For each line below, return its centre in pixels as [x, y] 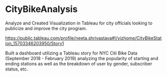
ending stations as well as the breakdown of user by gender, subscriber [79, 63]
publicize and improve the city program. [46, 28]
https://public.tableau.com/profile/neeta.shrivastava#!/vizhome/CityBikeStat [83, 38]
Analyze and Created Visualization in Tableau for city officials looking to [79, 23]
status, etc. [17, 69]
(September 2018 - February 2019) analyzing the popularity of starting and [82, 58]
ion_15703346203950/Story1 [35, 43]
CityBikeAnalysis [41, 9]
